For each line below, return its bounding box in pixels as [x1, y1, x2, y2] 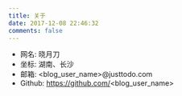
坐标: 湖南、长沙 [19, 59, 74, 69]
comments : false [8, 26, 63, 34]
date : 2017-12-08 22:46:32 [8, 19, 99, 27]
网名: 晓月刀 [19, 50, 60, 59]
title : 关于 [8, 11, 46, 20]
